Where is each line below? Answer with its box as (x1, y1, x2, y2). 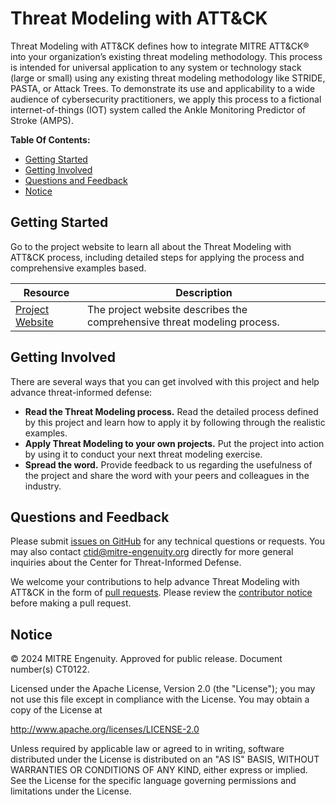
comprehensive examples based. (10, 262, 147, 274)
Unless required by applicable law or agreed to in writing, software (10, 743, 285, 755)
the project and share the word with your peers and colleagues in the (24, 469, 310, 481)
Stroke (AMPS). (10, 114, 74, 126)
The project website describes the (86, 302, 248, 316)
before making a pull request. (10, 597, 132, 609)
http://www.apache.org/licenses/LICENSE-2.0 (10, 723, 200, 736)
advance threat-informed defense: (10, 386, 153, 398)
